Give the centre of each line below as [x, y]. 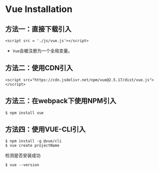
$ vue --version [22, 165]
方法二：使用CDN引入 [39, 68]
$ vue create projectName [32, 146]
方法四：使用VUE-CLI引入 [45, 130]
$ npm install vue [24, 113]
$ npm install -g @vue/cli [33, 141]
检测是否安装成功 [23, 155]
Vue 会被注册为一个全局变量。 [43, 51]
